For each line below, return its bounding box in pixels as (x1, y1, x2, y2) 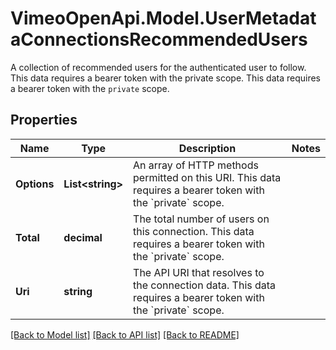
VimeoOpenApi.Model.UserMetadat (10, 7, 317, 30)
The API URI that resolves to (133, 265, 265, 279)
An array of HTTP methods (133, 158, 259, 172)
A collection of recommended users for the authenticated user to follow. (10, 61, 307, 73)
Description (178, 141, 237, 155)
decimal (63, 230, 103, 244)
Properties (10, 112, 78, 129)
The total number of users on (133, 212, 270, 226)
